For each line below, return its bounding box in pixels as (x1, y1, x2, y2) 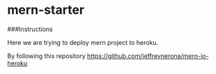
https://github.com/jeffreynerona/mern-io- (86, 51, 209, 60)
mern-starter (7, 2, 85, 18)
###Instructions (7, 25, 54, 33)
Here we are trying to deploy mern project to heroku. (7, 38, 159, 46)
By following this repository (7, 51, 86, 60)
